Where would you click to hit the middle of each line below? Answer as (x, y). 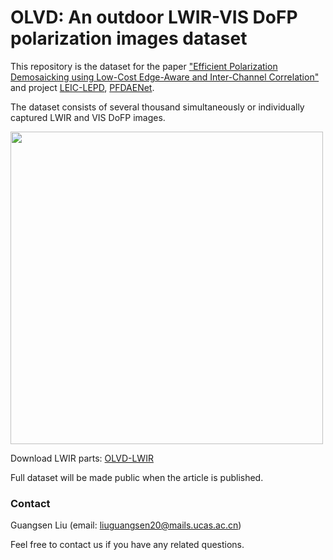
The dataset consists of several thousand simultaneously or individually (157, 107)
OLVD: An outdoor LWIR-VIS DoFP (154, 17)
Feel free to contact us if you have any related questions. (127, 545)
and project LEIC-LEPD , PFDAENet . (82, 87)
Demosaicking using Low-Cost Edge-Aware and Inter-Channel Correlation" (165, 77)
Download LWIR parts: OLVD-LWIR (82, 458)
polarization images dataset (129, 38)
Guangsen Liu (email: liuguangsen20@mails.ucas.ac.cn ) (126, 525)
